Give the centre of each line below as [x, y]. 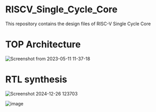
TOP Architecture [43, 44]
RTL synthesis [36, 79]
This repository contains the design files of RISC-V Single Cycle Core [78, 24]
